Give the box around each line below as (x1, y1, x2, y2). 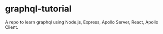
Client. (5, 24, 19, 30)
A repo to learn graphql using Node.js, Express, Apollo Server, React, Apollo (5, 19, 159, 25)
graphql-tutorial (5, 3, 72, 14)
